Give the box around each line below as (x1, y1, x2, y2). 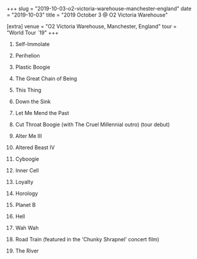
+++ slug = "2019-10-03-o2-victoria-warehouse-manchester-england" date (6, 5, 192, 12)
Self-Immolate (15, 41, 50, 47)
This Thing (15, 87, 42, 94)
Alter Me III (15, 133, 42, 139)
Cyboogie (15, 155, 40, 162)
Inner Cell (15, 167, 39, 174)
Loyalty (15, 178, 34, 186)
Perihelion (15, 52, 40, 59)
